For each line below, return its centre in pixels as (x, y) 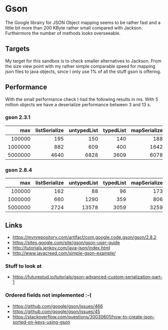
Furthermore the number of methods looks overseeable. (63, 33)
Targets (17, 49)
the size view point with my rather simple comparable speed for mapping (80, 66)
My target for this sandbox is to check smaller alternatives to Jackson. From (83, 61)
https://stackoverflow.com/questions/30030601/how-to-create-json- (83, 317)
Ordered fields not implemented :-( (48, 295)
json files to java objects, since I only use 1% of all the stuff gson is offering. (83, 71)
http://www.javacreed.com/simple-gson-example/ (64, 253)
